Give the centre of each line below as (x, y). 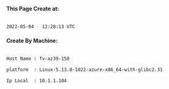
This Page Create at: (33, 9)
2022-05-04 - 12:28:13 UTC (41, 27)
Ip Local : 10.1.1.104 (37, 81)
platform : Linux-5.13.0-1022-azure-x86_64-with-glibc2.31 (85, 70)
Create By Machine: (32, 40)
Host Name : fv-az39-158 (38, 59)
